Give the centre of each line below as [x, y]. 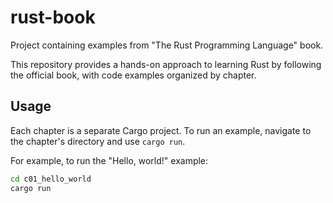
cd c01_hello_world [51, 179]
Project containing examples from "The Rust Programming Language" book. [167, 45]
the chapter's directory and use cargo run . [98, 141]
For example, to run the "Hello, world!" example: [109, 160]
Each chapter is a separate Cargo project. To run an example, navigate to [161, 130]
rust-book [53, 17]
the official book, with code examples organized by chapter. [133, 75]
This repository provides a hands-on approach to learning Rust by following [166, 64]
